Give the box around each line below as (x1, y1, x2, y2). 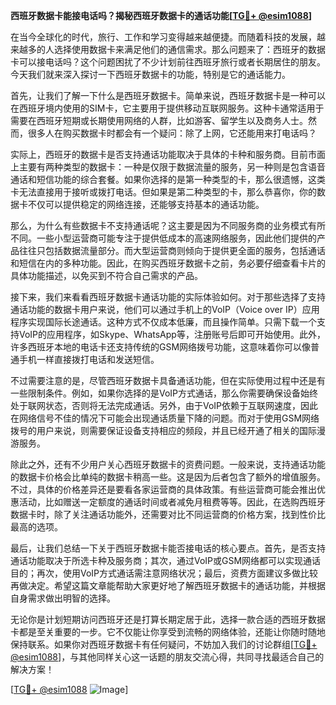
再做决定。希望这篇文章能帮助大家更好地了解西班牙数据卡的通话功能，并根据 (10, 580, 326, 591)
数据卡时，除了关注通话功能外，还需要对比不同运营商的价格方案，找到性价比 (10, 509, 326, 520)
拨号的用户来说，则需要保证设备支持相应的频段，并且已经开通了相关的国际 (10, 425, 317, 436)
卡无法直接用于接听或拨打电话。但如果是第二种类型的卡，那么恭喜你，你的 (10, 186, 317, 198)
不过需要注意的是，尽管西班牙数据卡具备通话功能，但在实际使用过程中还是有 (10, 375, 326, 386)
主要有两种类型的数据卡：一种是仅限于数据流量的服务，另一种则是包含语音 (18, 161, 326, 173)
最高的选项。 (10, 521, 63, 533)
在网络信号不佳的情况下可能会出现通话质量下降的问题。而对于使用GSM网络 (10, 412, 320, 424)
